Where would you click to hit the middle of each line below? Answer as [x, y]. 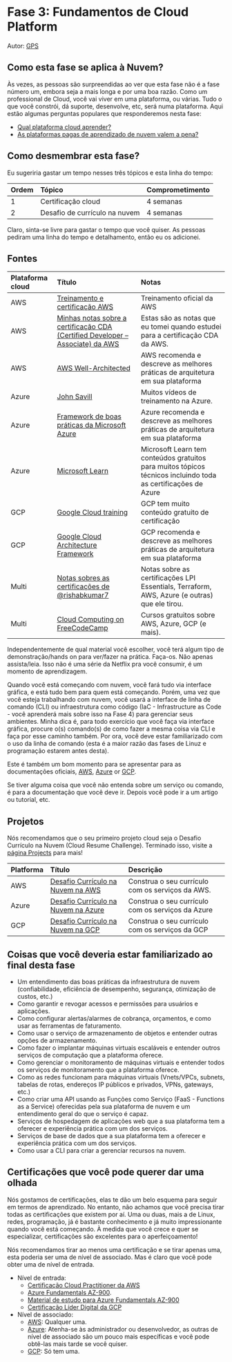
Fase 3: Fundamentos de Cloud [98, 12]
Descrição [145, 870]
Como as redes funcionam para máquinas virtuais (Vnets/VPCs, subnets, [121, 1077]
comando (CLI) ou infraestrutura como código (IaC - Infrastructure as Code [114, 707]
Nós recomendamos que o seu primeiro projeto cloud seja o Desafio [104, 838]
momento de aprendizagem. [47, 671]
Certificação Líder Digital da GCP [75, 1307]
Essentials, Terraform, [176, 586]
